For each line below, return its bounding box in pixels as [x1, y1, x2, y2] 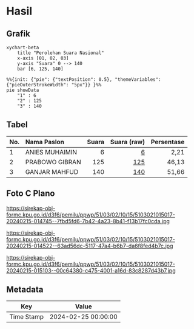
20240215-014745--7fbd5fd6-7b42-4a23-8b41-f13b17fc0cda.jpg [6, 217, 170, 224]
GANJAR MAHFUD [25, 167, 79, 176]
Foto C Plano [6, 189, 55, 199]
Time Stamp [9, 313, 44, 321]
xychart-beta [6, 44, 39, 50]
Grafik [6, 29, 30, 39]
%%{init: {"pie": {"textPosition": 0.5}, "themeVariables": [6, 77, 162, 83]
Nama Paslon [25, 137, 65, 146]
